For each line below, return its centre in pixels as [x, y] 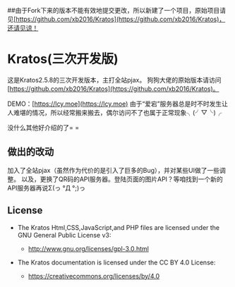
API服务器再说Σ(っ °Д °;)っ [47, 188]
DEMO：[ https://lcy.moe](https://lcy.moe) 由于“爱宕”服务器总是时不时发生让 [117, 104]
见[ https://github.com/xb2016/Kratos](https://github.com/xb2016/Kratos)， [116, 19]
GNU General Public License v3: [64, 235]
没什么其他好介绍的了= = [43, 127]
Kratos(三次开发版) [63, 59]
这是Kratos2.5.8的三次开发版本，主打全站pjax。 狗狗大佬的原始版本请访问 [114, 80]
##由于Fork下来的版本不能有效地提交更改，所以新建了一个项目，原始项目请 [117, 10]
